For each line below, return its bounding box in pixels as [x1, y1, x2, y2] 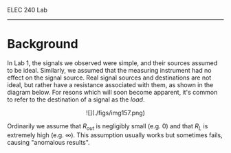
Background [7, 36, 78, 52]
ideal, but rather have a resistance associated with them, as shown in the [7, 80, 214, 89]
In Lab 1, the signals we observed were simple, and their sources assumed [7, 58, 218, 67]
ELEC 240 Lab [7, 6, 48, 14]
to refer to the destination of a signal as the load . [7, 95, 145, 104]
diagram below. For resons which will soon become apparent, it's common [7, 88, 218, 96]
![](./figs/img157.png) [85, 108, 146, 117]
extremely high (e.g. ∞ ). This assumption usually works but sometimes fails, [7, 130, 223, 139]
